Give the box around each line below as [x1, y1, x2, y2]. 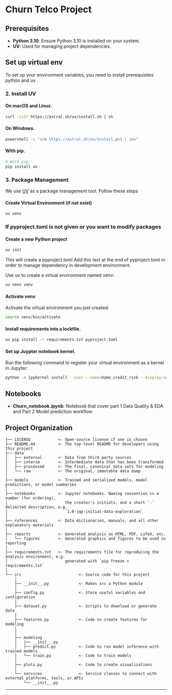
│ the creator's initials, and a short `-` [5, 500, 155, 505]
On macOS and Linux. [5, 103, 53, 109]
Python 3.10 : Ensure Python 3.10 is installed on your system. [12, 38, 140, 44]
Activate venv [5, 293, 36, 299]
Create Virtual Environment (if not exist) [5, 200, 92, 206]
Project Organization [5, 423, 73, 432]
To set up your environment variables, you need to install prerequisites [5, 72, 154, 78]
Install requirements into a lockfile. [5, 326, 81, 332]
